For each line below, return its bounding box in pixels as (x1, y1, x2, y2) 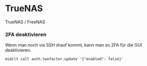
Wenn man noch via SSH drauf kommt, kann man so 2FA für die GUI (5, 42, 142, 48)
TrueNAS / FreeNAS (5, 19, 46, 25)
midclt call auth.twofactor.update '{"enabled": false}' (5, 57, 124, 62)
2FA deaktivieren (5, 31, 47, 38)
